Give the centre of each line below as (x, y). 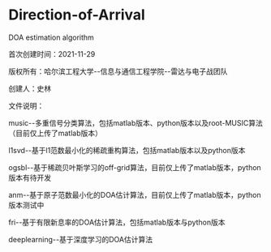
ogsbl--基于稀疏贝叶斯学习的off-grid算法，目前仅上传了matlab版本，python (135, 167)
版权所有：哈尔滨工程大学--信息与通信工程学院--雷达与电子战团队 (118, 71)
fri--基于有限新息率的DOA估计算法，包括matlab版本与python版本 (117, 222)
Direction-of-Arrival (77, 15)
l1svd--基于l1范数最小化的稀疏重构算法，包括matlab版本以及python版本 (127, 150)
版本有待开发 (30, 177)
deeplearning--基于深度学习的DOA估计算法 (80, 239)
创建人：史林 (30, 88)
